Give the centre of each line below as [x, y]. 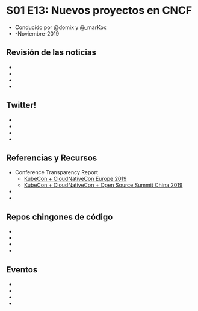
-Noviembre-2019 [37, 33]
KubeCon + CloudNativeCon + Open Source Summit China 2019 [103, 185]
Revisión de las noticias [51, 53]
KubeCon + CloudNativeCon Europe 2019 [75, 179]
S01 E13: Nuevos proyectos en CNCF [99, 11]
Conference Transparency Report [56, 172]
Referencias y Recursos [52, 158]
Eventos [22, 270]
